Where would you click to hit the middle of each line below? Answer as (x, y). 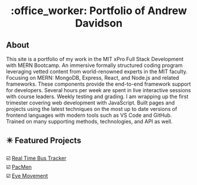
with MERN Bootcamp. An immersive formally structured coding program (94, 65)
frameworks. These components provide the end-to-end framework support (98, 84)
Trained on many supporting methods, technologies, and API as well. (89, 121)
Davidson (99, 23)
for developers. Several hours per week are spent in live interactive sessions (98, 90)
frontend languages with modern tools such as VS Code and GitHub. (89, 115)
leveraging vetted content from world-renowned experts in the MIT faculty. (97, 71)
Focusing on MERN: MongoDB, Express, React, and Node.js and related (93, 78)
